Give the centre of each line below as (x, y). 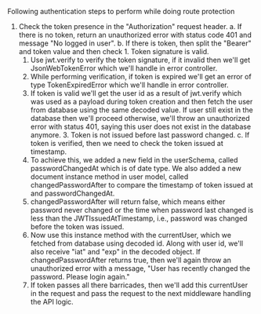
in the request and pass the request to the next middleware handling (141, 293)
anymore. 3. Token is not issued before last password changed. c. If (140, 135)
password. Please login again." (80, 277)
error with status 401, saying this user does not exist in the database (141, 126)
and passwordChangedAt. (72, 193)
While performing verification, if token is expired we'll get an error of (141, 77)
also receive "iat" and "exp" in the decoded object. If (116, 252)
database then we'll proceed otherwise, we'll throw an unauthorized (140, 118)
